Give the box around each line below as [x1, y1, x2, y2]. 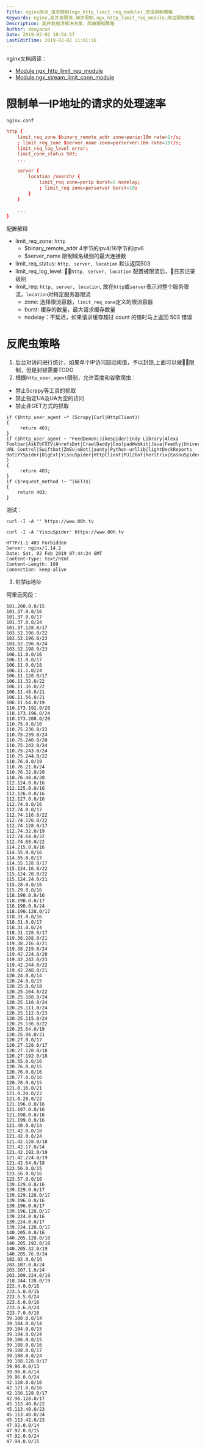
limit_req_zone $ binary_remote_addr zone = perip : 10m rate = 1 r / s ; [17, 134, 182, 140]
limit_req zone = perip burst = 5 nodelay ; [38, 179, 140, 185]
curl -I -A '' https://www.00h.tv [6, 518, 95, 524]
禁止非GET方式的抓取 [15, 402, 69, 409]
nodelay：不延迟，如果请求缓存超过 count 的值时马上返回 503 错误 [24, 313, 192, 321]
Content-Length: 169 [6, 561, 59, 567]
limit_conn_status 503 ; [17, 151, 78, 157]
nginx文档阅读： [6, 55, 48, 62]
